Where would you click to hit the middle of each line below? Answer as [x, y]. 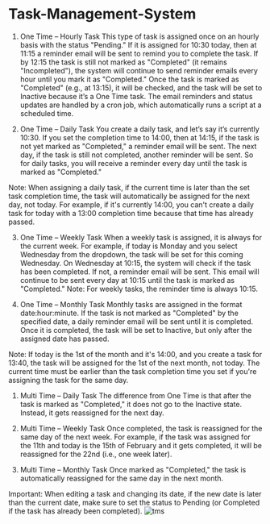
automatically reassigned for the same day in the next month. [122, 478]
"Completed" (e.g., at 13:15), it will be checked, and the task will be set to [141, 87]
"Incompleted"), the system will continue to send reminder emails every [139, 70]
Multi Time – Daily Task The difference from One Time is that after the [136, 395]
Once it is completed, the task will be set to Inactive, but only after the [136, 330]
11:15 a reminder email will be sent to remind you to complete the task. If [139, 53]
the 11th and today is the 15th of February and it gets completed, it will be [141, 445]
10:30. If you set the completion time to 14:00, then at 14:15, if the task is [139, 137]
